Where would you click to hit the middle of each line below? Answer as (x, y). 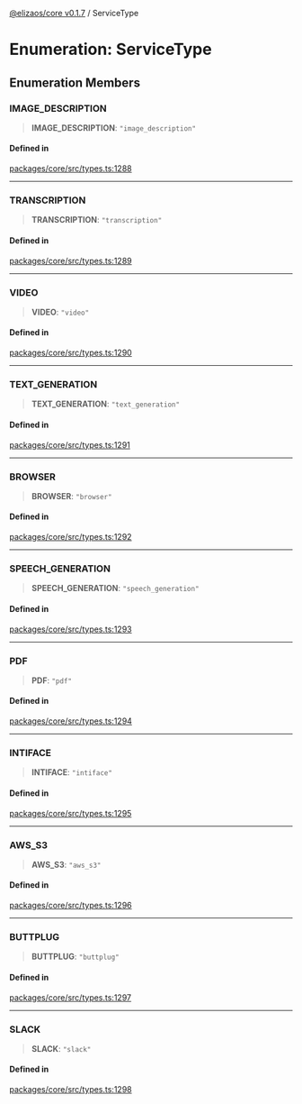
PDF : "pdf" (51, 680)
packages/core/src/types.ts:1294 (71, 721)
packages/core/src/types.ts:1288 (71, 169)
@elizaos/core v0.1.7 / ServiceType (74, 13)
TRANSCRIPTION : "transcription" (97, 220)
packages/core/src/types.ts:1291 (70, 444)
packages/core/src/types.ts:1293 (71, 629)
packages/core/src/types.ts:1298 (71, 1090)
